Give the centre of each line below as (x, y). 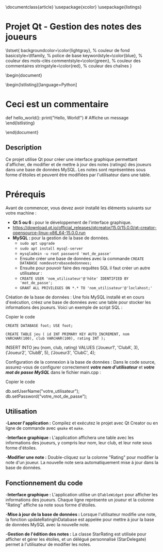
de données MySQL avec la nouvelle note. (48, 525)
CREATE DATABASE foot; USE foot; (39, 326)
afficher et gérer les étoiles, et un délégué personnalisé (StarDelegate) (76, 539)
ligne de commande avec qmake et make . (45, 428)
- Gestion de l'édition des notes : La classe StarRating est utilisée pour (76, 534)
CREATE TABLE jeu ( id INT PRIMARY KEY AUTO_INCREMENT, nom (68, 334)
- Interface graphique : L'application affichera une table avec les (70, 438)
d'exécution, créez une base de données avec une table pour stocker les (78, 302)
